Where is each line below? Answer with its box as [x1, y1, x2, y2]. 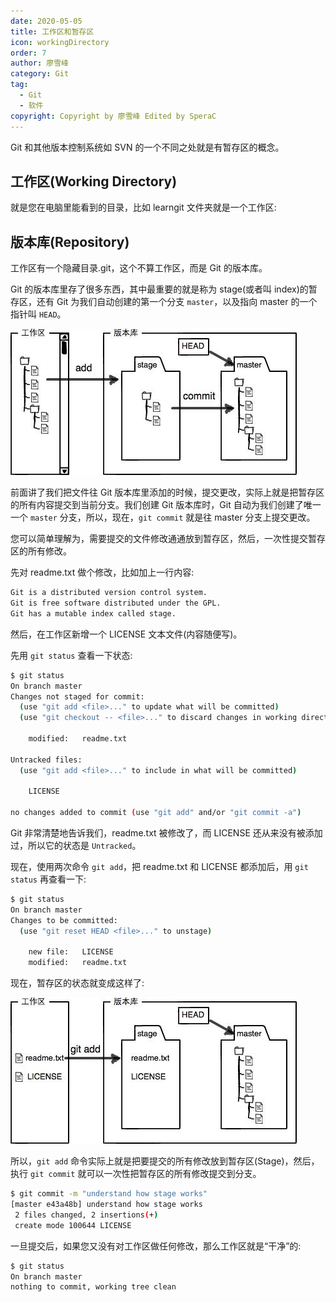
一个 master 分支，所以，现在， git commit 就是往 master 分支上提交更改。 [10, 511, 316, 524]
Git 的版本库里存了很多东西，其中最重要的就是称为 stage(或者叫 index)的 [10, 283, 309, 295]
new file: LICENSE [28, 947, 114, 957]
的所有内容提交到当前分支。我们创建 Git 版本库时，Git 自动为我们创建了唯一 [10, 499, 322, 511]
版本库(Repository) [10, 233, 130, 250]
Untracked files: [10, 755, 83, 765]
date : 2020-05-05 [10, 16, 83, 26]
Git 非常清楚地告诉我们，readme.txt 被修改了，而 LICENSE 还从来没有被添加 [10, 827, 323, 839]
